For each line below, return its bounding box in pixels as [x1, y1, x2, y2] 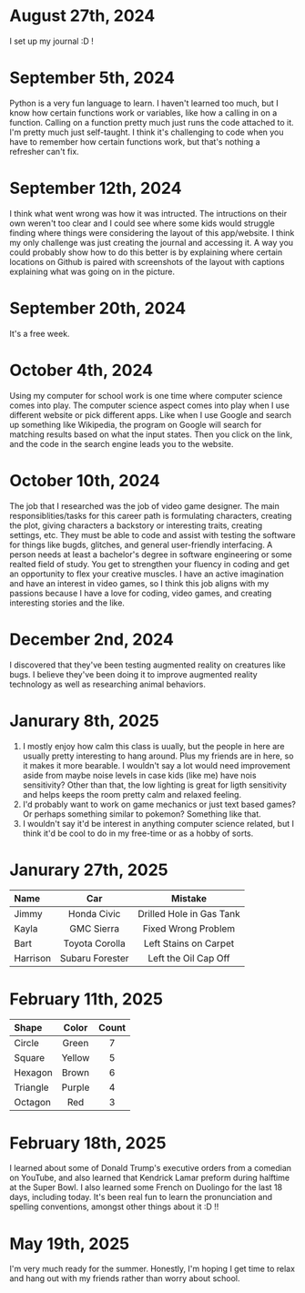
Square [14, 1052, 46, 1064]
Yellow [61, 1052, 90, 1064]
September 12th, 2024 [9, 178, 182, 199]
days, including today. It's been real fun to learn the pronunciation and [9, 1192, 273, 1203]
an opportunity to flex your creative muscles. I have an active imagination [9, 568, 284, 579]
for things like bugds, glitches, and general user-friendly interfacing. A [9, 539, 273, 550]
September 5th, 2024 [9, 67, 176, 88]
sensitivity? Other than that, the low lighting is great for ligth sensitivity [22, 779, 287, 790]
